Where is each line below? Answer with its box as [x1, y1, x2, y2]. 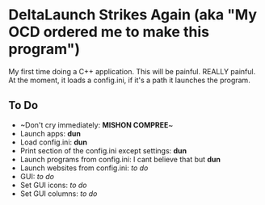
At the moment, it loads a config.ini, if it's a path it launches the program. [8, 75, 250, 85]
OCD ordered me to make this [8, 23, 210, 41]
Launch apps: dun [19, 128, 81, 138]
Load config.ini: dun [19, 137, 87, 147]
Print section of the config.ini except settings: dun [19, 145, 187, 155]
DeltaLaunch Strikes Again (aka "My [8, 6, 257, 24]
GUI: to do [19, 171, 55, 181]
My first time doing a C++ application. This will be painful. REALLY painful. [8, 66, 256, 76]
